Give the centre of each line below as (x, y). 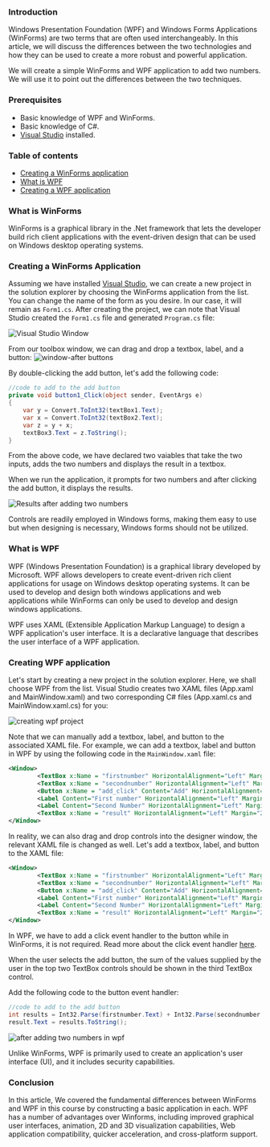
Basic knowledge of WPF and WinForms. (87, 117)
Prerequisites (35, 100)
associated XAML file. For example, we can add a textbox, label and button (132, 745)
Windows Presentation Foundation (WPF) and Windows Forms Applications (133, 30)
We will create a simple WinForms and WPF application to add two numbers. (135, 71)
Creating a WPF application (65, 190)
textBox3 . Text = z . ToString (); (75, 432)
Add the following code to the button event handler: (94, 993)
